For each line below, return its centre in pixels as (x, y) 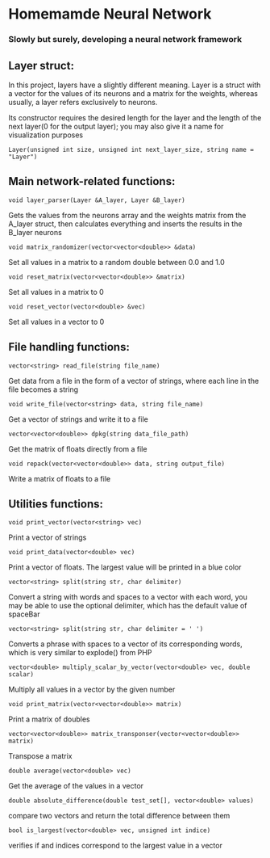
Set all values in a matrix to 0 (56, 292)
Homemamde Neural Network (110, 14)
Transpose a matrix (40, 756)
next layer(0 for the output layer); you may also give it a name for (116, 126)
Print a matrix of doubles (49, 719)
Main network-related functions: (92, 181)
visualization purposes (46, 135)
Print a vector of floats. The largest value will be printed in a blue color (125, 567)
